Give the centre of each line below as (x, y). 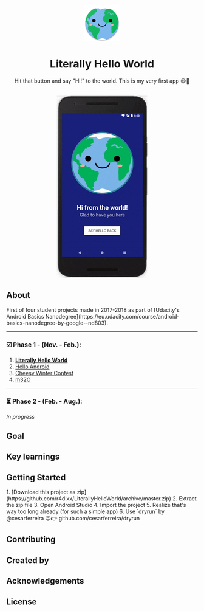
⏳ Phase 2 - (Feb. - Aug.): (45, 401)
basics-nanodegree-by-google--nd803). (57, 323)
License (22, 602)
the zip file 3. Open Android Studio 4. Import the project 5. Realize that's (96, 505)
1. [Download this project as (41, 492)
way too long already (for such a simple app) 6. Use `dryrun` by (86, 511)
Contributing (31, 540)
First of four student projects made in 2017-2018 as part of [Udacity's (93, 310)
